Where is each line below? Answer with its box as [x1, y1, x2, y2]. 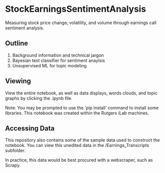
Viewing [5, 77, 31, 86]
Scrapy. [5, 162, 21, 168]
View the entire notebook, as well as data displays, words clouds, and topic [5, 90, 158, 96]
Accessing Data [5, 124, 55, 132]
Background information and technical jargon [12, 52, 104, 58]
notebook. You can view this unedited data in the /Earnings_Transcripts [5, 143, 149, 148]
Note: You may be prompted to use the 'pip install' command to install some [5, 105, 159, 111]
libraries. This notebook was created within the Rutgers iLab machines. [5, 110, 149, 116]
